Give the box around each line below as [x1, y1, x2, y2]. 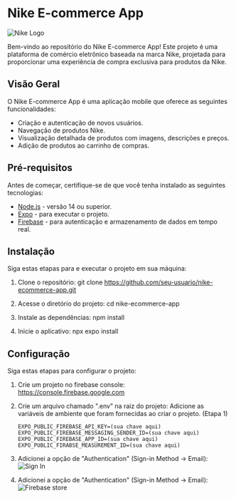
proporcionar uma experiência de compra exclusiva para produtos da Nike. [7, 57, 227, 66]
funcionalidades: [7, 105, 57, 113]
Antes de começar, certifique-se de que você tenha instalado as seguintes [7, 180, 226, 190]
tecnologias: [7, 188, 44, 197]
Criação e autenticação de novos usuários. [17, 118, 144, 127]
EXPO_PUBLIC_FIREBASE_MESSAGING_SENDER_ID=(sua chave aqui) [17, 430, 200, 437]
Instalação [7, 245, 55, 257]
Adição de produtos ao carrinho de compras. [17, 141, 150, 150]
